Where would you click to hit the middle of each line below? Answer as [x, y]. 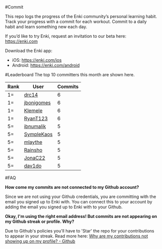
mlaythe [33, 142]
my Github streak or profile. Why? [40, 221]
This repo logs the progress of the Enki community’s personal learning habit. [81, 16]
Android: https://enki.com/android [46, 65]
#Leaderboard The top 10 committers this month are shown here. [70, 75]
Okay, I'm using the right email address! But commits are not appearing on [81, 216]
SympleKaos [38, 134]
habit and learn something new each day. [46, 27]
